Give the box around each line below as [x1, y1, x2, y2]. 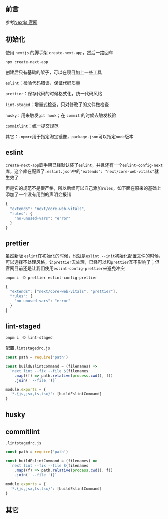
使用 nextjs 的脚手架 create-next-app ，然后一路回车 [5, 49, 114, 55]
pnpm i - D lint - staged [5, 335, 53, 340]
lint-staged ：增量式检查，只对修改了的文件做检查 [5, 101, 109, 107]
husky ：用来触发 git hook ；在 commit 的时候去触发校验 [5, 112, 116, 118]
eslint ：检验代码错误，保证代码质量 [5, 80, 80, 86]
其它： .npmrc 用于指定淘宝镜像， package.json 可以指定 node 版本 [5, 133, 134, 139]
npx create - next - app [5, 59, 49, 64]
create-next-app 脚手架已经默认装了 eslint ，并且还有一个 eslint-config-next [5, 162, 163, 168]
